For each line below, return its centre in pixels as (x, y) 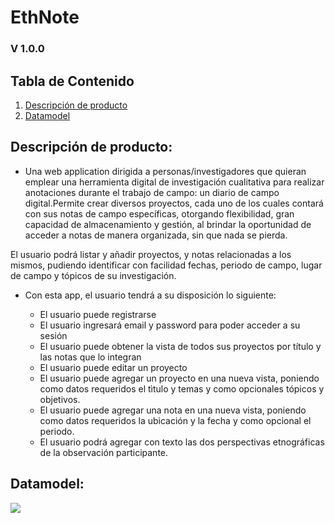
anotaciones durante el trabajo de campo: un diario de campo (152, 192)
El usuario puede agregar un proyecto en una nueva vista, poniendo (179, 378)
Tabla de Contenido (72, 81)
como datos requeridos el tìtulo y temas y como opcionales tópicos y (182, 388)
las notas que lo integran (90, 357)
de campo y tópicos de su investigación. (93, 275)
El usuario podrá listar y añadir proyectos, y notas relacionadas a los (151, 254)
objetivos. (60, 399)
